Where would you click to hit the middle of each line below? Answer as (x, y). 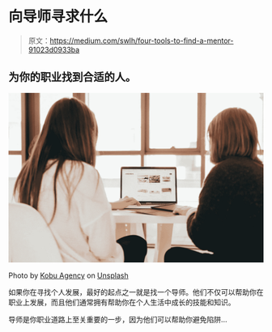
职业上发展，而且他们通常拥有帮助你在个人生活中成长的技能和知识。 (122, 302)
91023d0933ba (54, 49)
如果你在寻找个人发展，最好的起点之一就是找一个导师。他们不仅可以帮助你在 (136, 292)
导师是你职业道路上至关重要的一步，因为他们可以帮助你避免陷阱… (118, 320)
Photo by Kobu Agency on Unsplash (68, 275)
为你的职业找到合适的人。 (72, 77)
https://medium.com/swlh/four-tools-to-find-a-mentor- (142, 40)
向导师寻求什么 (58, 17)
